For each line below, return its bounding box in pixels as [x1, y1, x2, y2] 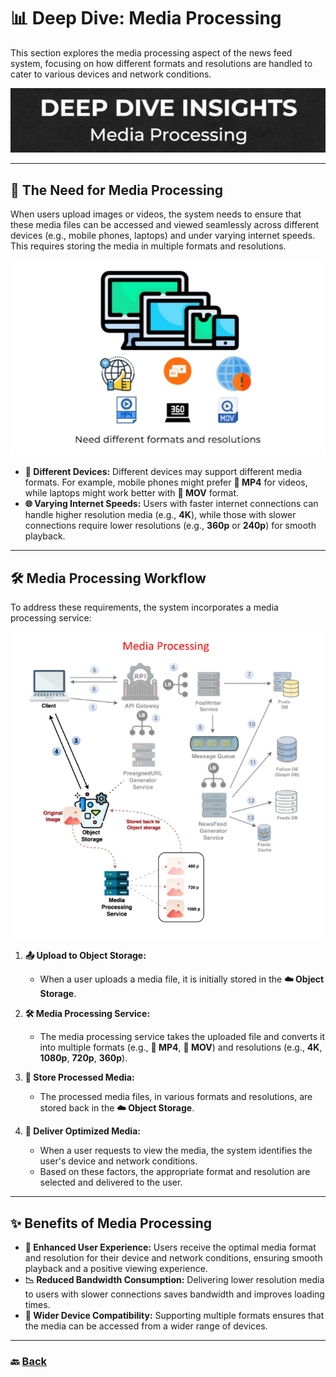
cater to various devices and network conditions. [10, 68, 212, 80]
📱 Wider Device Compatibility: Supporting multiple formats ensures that [24, 1310, 325, 1322]
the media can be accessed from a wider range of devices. [24, 1320, 268, 1332]
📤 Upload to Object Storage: [24, 950, 147, 962]
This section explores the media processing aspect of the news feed [10, 46, 293, 59]
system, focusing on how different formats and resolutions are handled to [10, 57, 313, 69]
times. [24, 1299, 51, 1311]
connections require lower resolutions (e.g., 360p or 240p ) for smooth [24, 520, 317, 532]
